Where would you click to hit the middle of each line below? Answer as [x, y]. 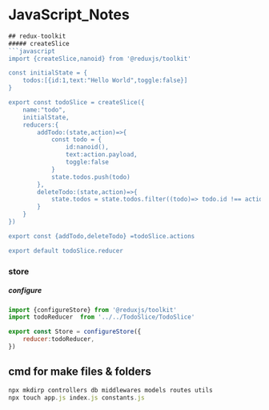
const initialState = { [48, 73]
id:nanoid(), [87, 147]
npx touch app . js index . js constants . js [77, 398]
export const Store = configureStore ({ [75, 332]
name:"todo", [44, 110]
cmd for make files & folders [80, 372]
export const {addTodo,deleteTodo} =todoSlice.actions [102, 236]
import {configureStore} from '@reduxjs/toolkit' [93, 310]
